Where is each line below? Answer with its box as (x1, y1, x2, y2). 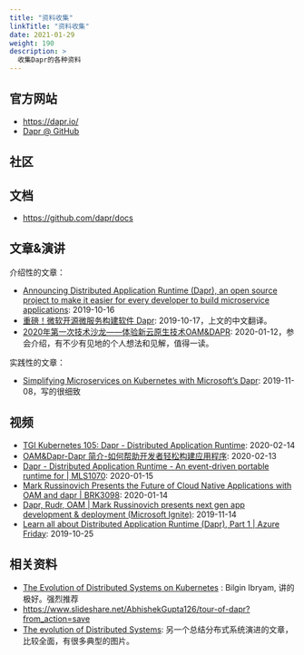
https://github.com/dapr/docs (22, 212, 133, 223)
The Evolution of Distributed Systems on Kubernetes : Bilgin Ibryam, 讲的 (22, 582, 295, 593)
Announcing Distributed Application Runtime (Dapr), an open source (22, 285, 279, 296)
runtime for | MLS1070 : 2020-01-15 (22, 470, 154, 481)
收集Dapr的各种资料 (17, 55, 82, 64)
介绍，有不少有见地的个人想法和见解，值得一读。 (30, 337, 214, 348)
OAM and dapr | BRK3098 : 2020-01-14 (22, 489, 168, 500)
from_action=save (22, 613, 91, 624)
